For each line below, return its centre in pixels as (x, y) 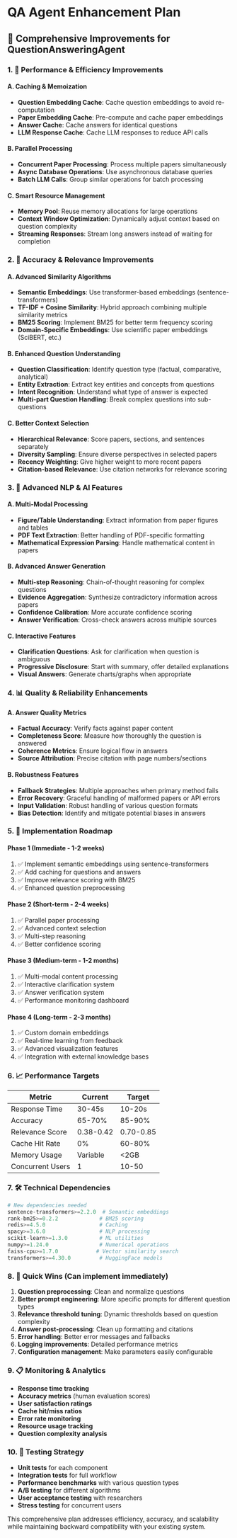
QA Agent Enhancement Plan (94, 12)
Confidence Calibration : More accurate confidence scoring (105, 612)
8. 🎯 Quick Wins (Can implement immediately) (88, 1276)
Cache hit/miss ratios (50, 1411)
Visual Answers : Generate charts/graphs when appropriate (104, 674)
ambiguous (34, 659)
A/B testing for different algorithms (69, 1490)
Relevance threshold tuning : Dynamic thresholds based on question (117, 1314)
